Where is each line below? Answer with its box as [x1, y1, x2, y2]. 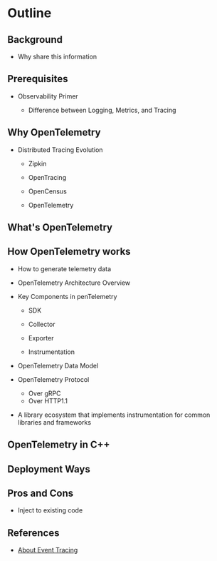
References [7, 527, 60, 539]
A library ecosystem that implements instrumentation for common [17, 410, 211, 419]
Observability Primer [17, 91, 78, 101]
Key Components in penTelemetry [17, 292, 117, 300]
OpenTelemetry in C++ [7, 439, 110, 451]
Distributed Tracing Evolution [17, 145, 103, 154]
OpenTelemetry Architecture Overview [17, 278, 131, 287]
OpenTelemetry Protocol [17, 375, 90, 383]
